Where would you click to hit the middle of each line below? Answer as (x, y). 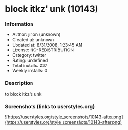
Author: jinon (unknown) (36, 34)
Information (19, 24)
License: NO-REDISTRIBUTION (43, 50)
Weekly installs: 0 (30, 71)
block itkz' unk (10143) (52, 9)
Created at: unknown (33, 40)
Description (19, 83)
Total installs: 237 (30, 65)
